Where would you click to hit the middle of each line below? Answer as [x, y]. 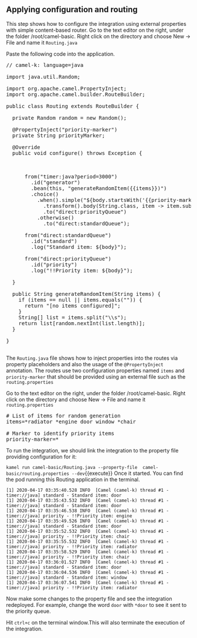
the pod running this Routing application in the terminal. [73, 479]
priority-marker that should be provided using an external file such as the [96, 377]
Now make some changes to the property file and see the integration [89, 599]
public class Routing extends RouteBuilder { [73, 106]
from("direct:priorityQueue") [68, 259]
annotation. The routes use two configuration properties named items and [95, 370]
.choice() [45, 194]
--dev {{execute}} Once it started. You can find [127, 473]
